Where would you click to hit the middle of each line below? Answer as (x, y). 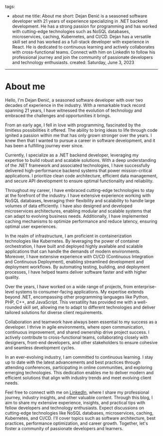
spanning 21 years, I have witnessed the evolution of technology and (73, 110)
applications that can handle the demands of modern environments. (73, 251)
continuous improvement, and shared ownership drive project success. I (77, 332)
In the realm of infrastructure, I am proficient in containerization (68, 236)
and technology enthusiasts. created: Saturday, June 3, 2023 (73, 62)
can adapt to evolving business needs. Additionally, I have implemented (76, 216)
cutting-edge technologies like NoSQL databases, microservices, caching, (79, 413)
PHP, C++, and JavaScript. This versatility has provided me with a (71, 302)
